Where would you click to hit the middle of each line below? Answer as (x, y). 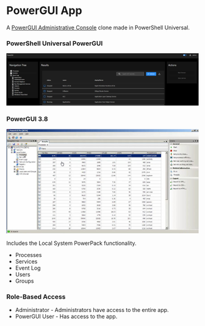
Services (26, 261)
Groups (24, 281)
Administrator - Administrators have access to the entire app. (92, 310)
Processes (28, 255)
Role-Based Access (36, 297)
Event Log (28, 268)
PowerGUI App (44, 11)
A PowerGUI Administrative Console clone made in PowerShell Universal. (98, 27)
